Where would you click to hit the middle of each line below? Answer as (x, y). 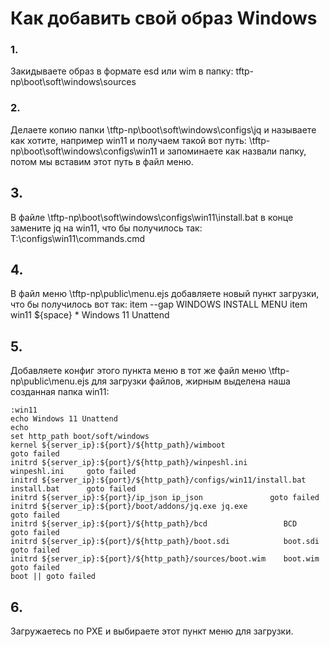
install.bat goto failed (73, 489)
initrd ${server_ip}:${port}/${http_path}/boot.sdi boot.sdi (165, 542)
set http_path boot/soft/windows (80, 437)
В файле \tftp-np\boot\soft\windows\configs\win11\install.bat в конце (152, 217)
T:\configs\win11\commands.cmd (78, 238)
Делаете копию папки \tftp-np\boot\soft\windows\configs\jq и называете (163, 129)
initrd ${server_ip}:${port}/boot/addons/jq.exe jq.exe (129, 507)
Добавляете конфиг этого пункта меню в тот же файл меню (138, 371)
